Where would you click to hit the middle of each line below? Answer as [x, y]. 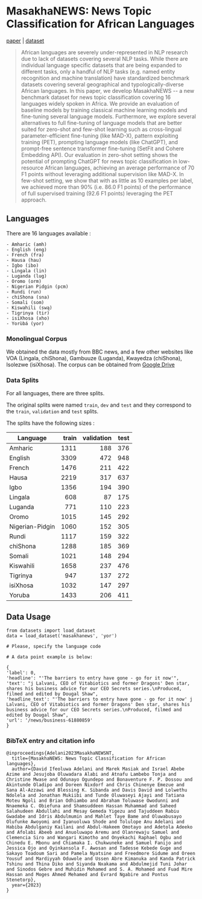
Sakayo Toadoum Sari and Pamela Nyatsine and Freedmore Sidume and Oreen [101, 854]
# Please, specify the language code [54, 647]
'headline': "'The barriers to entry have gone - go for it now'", [93, 678]
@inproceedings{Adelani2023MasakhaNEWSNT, [60, 753]
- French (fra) [25, 255]
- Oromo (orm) [24, 281]
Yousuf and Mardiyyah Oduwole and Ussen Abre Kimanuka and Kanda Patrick [101, 859]
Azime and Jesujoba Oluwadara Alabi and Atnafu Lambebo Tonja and [91, 774]
